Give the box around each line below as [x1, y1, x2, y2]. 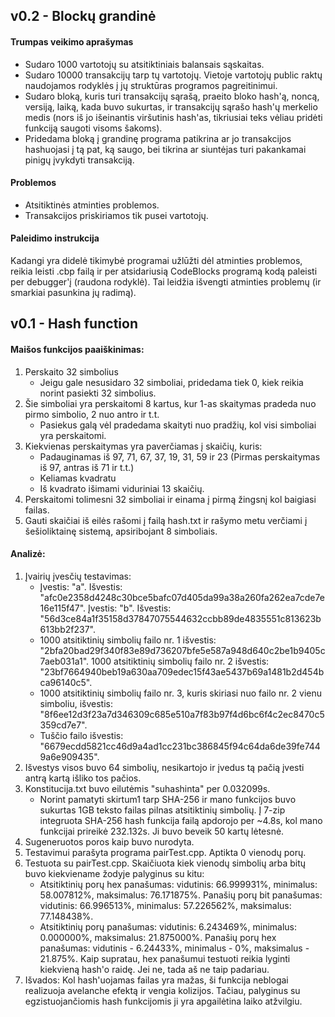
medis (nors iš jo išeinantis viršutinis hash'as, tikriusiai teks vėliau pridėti [24, 111, 323, 123]
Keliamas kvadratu [39, 472, 117, 484]
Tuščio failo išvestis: [39, 729, 124, 741]
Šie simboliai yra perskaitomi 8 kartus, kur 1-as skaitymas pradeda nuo [24, 397, 317, 409]
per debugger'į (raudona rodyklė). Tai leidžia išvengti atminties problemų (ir [10, 276, 322, 288]
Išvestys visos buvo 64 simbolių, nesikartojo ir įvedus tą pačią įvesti [24, 761, 305, 773]
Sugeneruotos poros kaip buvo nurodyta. [24, 835, 195, 848]
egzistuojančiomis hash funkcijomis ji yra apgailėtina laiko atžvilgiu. [24, 995, 303, 1007]
